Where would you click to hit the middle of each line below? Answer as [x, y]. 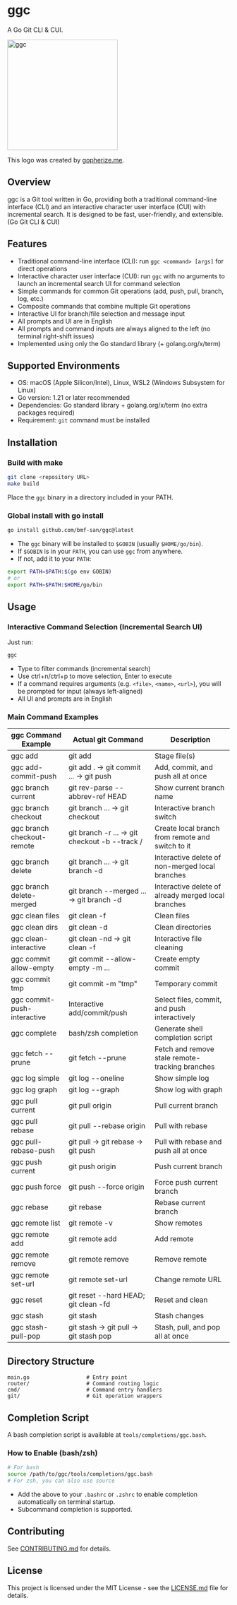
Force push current [187, 1183]
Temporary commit [186, 984]
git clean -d [88, 928]
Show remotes [179, 1223]
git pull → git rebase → [105, 1142]
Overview [29, 182]
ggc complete [34, 1034]
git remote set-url [98, 1279]
